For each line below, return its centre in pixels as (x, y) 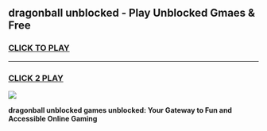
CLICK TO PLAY (39, 48)
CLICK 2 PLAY (36, 78)
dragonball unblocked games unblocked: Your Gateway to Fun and (120, 110)
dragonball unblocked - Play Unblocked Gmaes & (132, 13)
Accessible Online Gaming (53, 118)
